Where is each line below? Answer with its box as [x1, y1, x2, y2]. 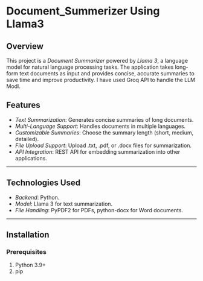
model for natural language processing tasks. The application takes [6, 63, 174, 71]
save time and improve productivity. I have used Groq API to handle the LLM [6, 77, 195, 83]
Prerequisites [6, 247, 47, 256]
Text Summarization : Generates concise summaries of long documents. [14, 116, 194, 123]
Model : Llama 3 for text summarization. [14, 200, 113, 207]
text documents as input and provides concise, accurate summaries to [19, 70, 195, 77]
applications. [14, 154, 47, 162]
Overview [6, 41, 44, 51]
